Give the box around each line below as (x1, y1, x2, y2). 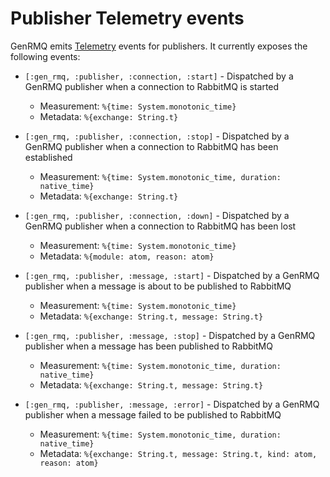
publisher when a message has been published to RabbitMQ (24, 340, 273, 352)
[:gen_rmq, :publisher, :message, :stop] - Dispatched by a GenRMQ (24, 329, 316, 341)
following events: (10, 50, 81, 62)
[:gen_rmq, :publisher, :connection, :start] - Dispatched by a (24, 70, 294, 82)
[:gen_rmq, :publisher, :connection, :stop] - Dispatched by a (24, 130, 290, 142)
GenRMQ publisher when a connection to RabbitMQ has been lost (24, 220, 297, 232)
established (24, 151, 73, 163)
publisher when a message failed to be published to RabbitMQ (24, 408, 282, 421)
